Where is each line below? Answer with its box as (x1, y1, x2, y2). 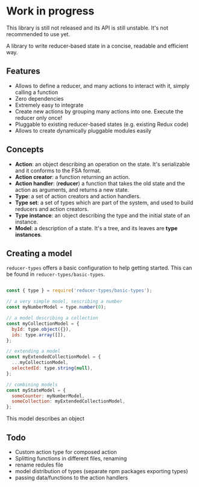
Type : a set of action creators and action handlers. (14, 192, 141, 200)
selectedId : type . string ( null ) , (11, 365, 93, 371)
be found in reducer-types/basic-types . (6, 271, 106, 278)
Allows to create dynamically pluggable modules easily (14, 127, 152, 134)
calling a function (14, 89, 58, 96)
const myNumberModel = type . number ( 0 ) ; (6, 304, 107, 310)
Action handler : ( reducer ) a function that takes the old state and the (14, 180, 185, 187)
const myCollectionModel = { (6, 321, 80, 327)
